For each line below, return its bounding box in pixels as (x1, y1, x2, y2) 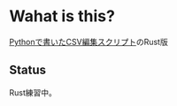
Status (9, 63, 47, 78)
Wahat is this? (9, 6, 115, 26)
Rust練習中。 (9, 87, 58, 98)
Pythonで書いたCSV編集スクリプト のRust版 (9, 36, 168, 47)
